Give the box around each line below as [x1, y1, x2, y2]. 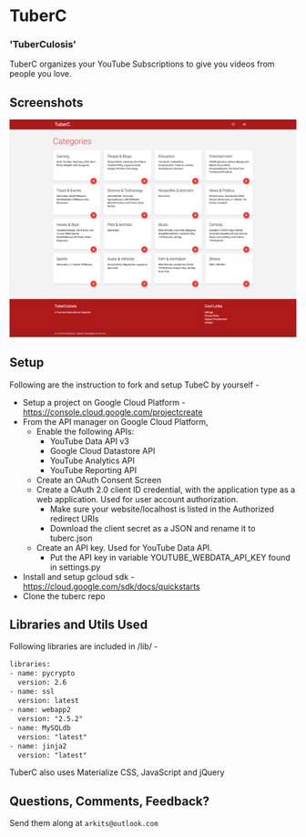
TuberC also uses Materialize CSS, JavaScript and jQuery [9, 767, 225, 778]
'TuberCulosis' [9, 38, 77, 51]
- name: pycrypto [9, 669, 76, 678]
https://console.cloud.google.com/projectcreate [22, 407, 203, 418]
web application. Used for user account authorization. [36, 493, 239, 504]
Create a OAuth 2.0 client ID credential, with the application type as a [36, 484, 296, 495]
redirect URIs [49, 512, 99, 524]
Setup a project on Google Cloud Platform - [22, 397, 186, 408]
